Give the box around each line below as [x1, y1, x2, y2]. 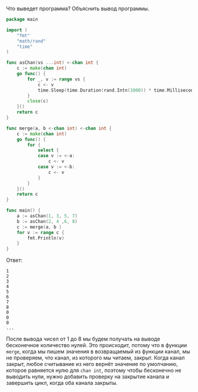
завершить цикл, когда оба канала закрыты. [6, 380, 118, 387]
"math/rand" [16, 38, 46, 44]
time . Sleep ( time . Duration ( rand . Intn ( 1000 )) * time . [37, 87, 167, 93]
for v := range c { [16, 229, 65, 235]
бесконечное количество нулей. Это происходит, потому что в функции [6, 342, 187, 349]
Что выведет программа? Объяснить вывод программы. [6, 5, 150, 12]
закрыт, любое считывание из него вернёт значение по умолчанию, [6, 361, 179, 368]
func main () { [6, 208, 41, 213]
